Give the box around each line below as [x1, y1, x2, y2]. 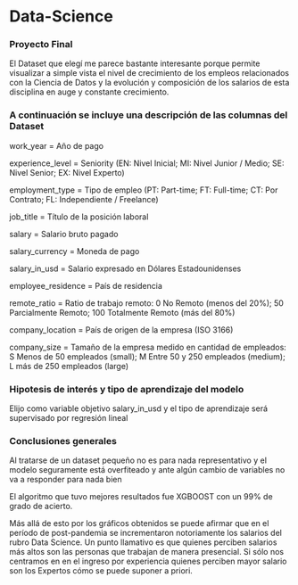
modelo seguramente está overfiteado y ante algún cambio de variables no [9, 465, 286, 475]
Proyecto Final [9, 38, 73, 51]
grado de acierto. [9, 501, 73, 512]
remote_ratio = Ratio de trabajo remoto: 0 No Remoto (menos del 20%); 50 [9, 297, 284, 309]
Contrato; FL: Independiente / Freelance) [9, 194, 159, 204]
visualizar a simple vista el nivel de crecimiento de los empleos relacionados [9, 68, 290, 78]
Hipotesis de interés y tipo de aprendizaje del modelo [9, 383, 244, 395]
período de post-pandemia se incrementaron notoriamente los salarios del [9, 528, 283, 539]
